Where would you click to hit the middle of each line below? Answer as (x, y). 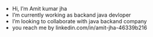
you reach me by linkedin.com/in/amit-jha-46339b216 (80, 27)
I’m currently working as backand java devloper (72, 15)
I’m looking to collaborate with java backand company (79, 21)
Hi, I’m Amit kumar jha (39, 9)
